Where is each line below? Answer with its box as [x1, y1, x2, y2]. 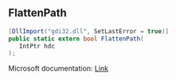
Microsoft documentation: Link [8, 63, 109, 74]
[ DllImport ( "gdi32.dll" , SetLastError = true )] [8, 27, 170, 35]
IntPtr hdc [18, 42, 56, 50]
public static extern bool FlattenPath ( [8, 35, 145, 43]
